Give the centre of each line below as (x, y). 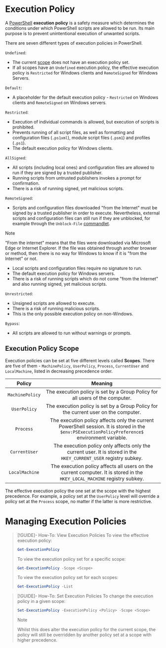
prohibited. (23, 127)
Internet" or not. (21, 259)
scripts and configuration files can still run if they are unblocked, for (81, 218)
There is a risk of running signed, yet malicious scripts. (68, 188)
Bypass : (12, 323)
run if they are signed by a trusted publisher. (57, 173)
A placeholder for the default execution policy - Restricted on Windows (85, 97)
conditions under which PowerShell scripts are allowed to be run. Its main (80, 28)
